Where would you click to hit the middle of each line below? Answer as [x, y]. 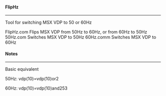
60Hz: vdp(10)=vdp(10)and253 [36, 88]
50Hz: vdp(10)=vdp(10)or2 [32, 79]
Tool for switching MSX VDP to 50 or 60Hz [49, 23]
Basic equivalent [22, 69]
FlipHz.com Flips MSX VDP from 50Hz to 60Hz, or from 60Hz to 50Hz [76, 32]
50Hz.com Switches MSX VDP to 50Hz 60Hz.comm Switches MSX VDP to [81, 37]
